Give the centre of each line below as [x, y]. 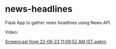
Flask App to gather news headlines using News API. [58, 23]
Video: [12, 32]
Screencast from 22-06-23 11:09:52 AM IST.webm [56, 41]
